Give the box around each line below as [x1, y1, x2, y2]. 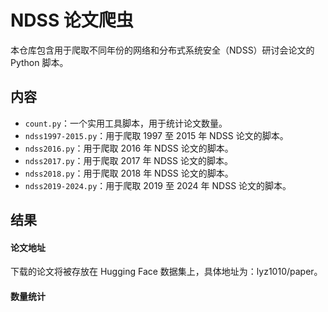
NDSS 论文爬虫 [10, 9, 134, 32]
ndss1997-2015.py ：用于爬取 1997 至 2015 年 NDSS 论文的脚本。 [24, 129, 289, 141]
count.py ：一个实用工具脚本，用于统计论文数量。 [24, 117, 228, 129]
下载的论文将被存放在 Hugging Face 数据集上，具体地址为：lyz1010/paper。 [10, 266, 323, 278]
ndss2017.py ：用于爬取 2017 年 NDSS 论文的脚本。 [24, 154, 233, 166]
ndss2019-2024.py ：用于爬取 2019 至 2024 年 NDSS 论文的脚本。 [24, 179, 292, 191]
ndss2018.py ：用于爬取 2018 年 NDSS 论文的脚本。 [24, 167, 234, 179]
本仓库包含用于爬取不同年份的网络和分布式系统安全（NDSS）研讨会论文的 [10, 44, 315, 56]
